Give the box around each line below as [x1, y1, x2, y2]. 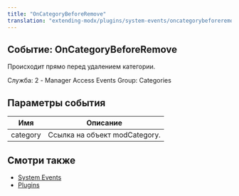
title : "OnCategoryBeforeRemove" [7, 10, 107, 18]
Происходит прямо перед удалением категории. [7, 62, 156, 71]
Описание [86, 118, 123, 128]
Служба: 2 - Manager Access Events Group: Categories [7, 76, 172, 85]
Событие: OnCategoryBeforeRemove [7, 43, 178, 56]
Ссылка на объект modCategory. [48, 130, 161, 140]
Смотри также [7, 154, 76, 166]
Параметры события [7, 97, 106, 109]
